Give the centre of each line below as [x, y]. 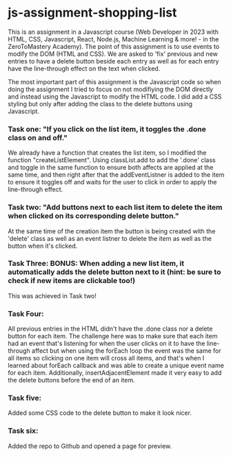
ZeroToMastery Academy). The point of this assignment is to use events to [114, 46]
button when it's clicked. [43, 246]
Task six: [23, 431]
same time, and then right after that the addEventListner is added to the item [116, 175]
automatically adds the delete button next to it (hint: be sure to [114, 272]
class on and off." [38, 137]
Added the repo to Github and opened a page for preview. [90, 446]
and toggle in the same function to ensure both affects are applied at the [111, 168]
